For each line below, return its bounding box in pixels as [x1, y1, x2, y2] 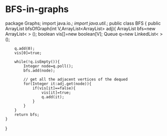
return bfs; [14, 112, 39, 117]
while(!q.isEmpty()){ [14, 59, 60, 64]
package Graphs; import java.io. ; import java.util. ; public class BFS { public [5, 20, 161, 26]
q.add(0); [14, 46, 35, 51]
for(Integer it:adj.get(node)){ [23, 81, 92, 86]
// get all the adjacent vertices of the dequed [23, 77, 128, 82]
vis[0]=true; [14, 50, 42, 55]
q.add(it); [41, 94, 65, 99]
